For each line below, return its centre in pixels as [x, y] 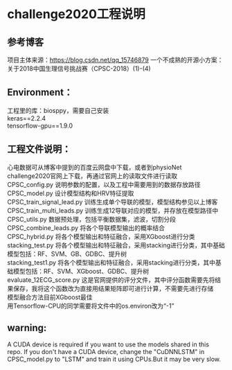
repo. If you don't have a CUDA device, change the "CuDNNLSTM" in [106, 352]
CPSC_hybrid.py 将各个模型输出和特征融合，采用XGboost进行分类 [101, 236]
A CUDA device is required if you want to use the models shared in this [108, 344]
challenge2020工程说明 [76, 14]
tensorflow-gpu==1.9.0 [40, 125]
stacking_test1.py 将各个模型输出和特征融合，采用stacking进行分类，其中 [111, 262]
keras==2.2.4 [27, 118]
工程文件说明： [39, 149]
